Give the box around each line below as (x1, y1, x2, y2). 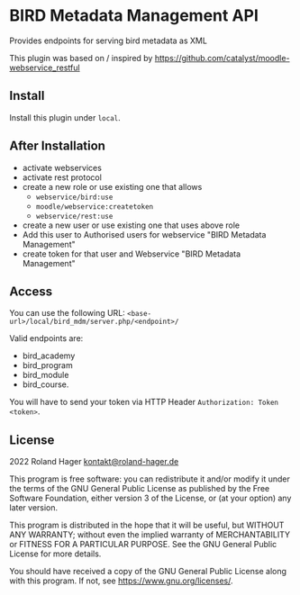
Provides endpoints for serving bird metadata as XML (9, 35, 207, 46)
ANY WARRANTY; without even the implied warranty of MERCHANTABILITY (9, 529, 291, 540)
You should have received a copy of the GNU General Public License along (9, 566, 286, 577)
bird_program (22, 360, 74, 371)
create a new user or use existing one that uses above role (22, 220, 241, 230)
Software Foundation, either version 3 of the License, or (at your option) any (9, 492, 292, 504)
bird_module (22, 370, 69, 381)
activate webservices (22, 162, 102, 173)
